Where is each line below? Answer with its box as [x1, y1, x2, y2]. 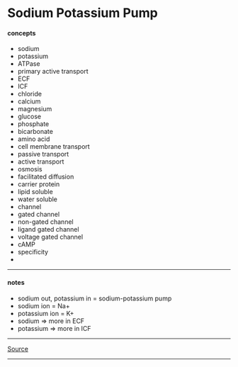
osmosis [17, 165, 42, 174]
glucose [17, 112, 41, 121]
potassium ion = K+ [17, 309, 74, 317]
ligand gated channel [17, 225, 79, 234]
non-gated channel [17, 218, 74, 226]
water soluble [17, 195, 58, 203]
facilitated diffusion [17, 172, 74, 181]
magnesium [17, 105, 52, 113]
